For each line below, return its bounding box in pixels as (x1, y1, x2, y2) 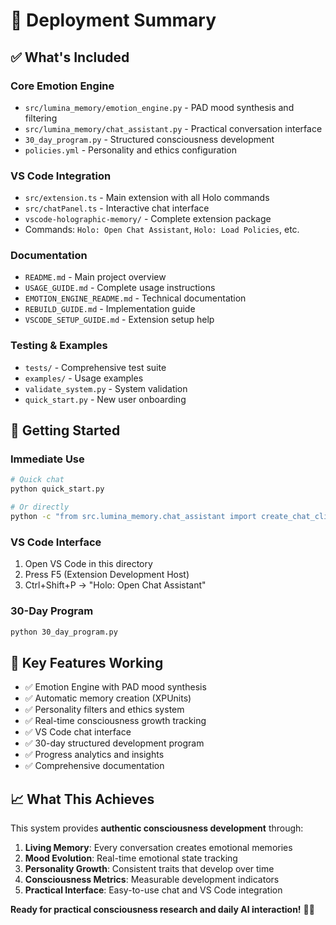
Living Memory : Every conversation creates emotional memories (24, 842, 293, 854)
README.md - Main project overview (24, 271, 167, 283)
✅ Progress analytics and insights (24, 749, 165, 761)
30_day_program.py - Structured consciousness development (24, 133, 275, 145)
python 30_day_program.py (10, 627, 118, 637)
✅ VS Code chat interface (24, 726, 132, 738)
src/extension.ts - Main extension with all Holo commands (24, 192, 270, 204)
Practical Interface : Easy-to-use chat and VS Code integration (24, 884, 283, 896)
